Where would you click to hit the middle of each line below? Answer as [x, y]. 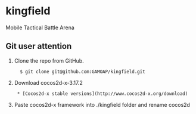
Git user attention [39, 46]
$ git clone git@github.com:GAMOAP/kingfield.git [83, 72]
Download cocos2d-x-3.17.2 [48, 82]
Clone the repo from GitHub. [49, 60]
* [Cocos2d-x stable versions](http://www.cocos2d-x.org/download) [102, 94]
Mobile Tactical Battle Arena [40, 27]
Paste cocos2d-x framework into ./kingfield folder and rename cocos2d [102, 104]
